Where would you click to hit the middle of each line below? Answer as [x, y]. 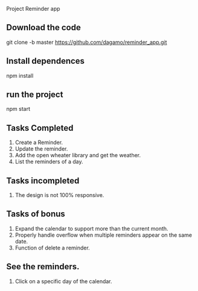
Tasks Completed [40, 128]
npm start [18, 109]
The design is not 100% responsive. [59, 195]
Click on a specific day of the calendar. [64, 281]
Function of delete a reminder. [53, 248]
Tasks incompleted [43, 180]
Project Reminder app [33, 9]
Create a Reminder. [39, 142]
